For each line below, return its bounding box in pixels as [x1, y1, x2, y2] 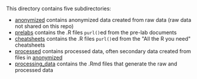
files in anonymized [14, 54, 63, 61]
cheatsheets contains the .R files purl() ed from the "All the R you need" [14, 35, 191, 42]
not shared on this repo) [14, 23, 74, 29]
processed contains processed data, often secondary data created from [14, 48, 192, 55]
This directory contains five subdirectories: [6, 5, 112, 12]
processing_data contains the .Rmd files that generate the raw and [14, 60, 177, 67]
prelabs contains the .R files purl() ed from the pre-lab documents [14, 29, 177, 36]
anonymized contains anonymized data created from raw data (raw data [14, 17, 192, 23]
